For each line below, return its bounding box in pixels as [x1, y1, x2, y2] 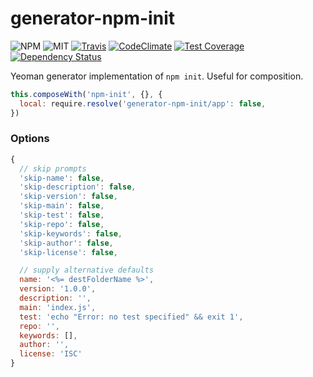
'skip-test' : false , [19, 210, 105, 221]
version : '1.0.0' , [19, 284, 97, 294]
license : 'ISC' [19, 349, 83, 359]
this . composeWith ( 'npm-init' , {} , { [10, 89, 163, 99]
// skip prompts [19, 163, 87, 174]
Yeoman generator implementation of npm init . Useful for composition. [10, 70, 304, 82]
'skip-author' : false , [19, 238, 114, 248]
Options [10, 132, 50, 146]
